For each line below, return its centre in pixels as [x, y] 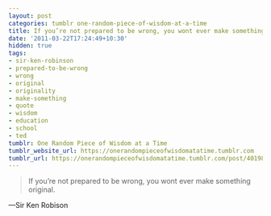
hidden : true [30, 46]
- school [23, 128]
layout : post [30, 16]
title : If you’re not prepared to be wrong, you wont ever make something [137, 31]
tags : [17, 53]
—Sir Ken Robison [38, 206]
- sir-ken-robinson [41, 61]
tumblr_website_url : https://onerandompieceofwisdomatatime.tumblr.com [131, 151]
